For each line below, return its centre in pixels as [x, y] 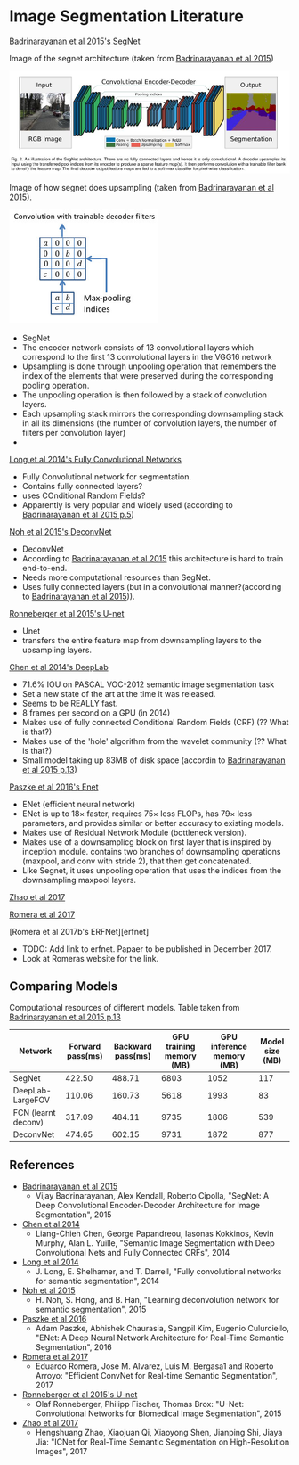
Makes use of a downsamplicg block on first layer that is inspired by [147, 842]
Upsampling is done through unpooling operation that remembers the [149, 366]
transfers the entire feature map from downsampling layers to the [141, 640]
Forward [85, 1046]
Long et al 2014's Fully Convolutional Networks [96, 459]
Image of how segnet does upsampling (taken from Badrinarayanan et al [141, 187]
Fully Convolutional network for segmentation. [107, 476]
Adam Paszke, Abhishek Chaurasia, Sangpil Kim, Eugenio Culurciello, [162, 1329]
